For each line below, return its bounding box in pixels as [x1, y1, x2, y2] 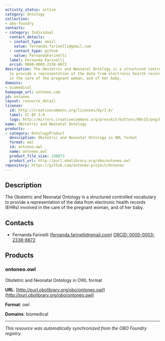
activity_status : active [5, 7, 56, 12]
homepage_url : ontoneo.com [5, 90, 60, 94]
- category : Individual [5, 30, 54, 35]
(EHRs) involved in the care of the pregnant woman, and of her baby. [5, 205, 144, 211]
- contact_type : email [9, 39, 56, 44]
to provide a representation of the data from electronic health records [5, 199, 146, 205]
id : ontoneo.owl [9, 145, 43, 150]
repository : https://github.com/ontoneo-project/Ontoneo [5, 163, 124, 168]
